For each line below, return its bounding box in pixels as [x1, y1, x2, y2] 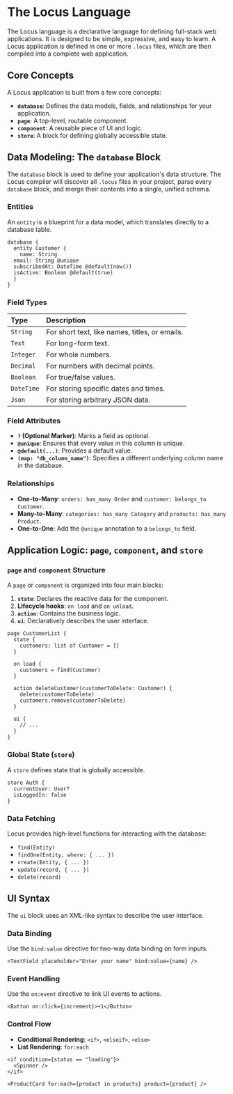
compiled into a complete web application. [7, 49, 129, 58]
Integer [10, 351, 36, 359]
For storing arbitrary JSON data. [46, 395, 151, 405]
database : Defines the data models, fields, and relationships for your [17, 102, 212, 110]
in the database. [17, 461, 64, 470]
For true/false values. [46, 373, 115, 382]
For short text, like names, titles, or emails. [46, 327, 184, 337]
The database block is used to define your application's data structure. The [7, 170, 221, 178]
